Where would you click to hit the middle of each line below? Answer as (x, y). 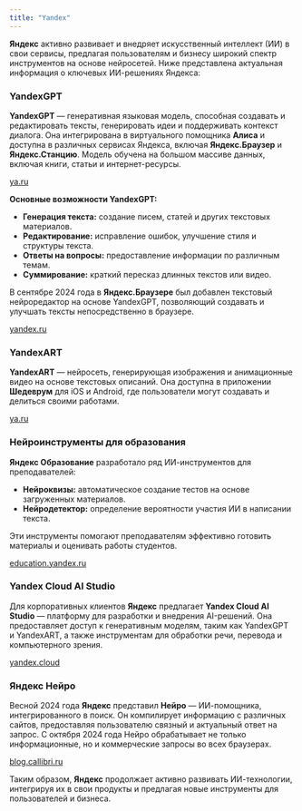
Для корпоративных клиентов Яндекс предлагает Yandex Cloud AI (139, 606)
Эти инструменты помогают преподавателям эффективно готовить (141, 535)
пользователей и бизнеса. (60, 798)
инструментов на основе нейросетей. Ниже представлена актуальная (146, 63)
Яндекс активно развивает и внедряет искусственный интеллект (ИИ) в (150, 44)
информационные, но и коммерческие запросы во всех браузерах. (141, 744)
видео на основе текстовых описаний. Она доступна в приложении (141, 382)
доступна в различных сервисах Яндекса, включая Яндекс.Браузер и (146, 144)
